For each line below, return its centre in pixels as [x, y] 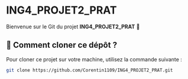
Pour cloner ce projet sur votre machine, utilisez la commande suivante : [94, 59]
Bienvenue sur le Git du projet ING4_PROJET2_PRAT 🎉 [73, 27]
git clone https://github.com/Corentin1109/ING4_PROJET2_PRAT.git [90, 70]
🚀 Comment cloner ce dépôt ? [61, 45]
